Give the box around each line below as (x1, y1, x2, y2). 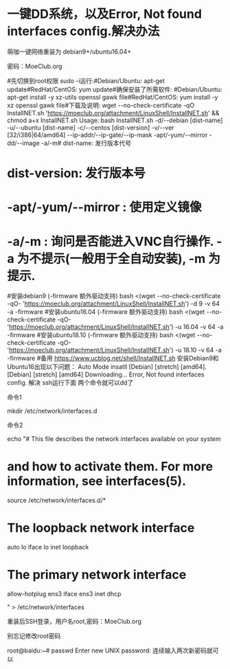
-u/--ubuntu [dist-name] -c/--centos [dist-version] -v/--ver (7, 123, 174, 131)
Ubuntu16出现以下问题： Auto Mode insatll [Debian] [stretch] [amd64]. (7, 363, 207, 371)
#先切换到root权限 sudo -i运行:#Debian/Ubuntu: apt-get (7, 76, 165, 84)
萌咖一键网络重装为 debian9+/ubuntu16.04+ (7, 47, 132, 56)
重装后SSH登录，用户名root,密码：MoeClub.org (7, 617, 142, 626)
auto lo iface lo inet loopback (7, 543, 89, 552)
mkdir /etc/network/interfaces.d (7, 407, 97, 416)
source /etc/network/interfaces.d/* (7, 496, 106, 505)
